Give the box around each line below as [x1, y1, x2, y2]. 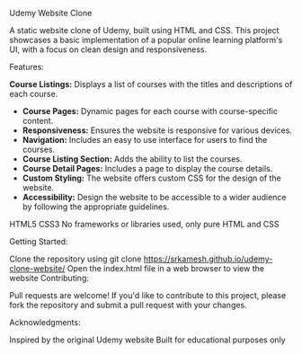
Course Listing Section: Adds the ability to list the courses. [22, 154, 243, 164]
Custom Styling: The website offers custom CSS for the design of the [22, 173, 281, 183]
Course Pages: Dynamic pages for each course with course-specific [22, 106, 279, 116]
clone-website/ [9, 263, 66, 273]
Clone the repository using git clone [9, 253, 142, 264]
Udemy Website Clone [9, 8, 93, 18]
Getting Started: [9, 236, 69, 246]
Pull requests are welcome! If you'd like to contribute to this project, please [9, 290, 287, 300]
